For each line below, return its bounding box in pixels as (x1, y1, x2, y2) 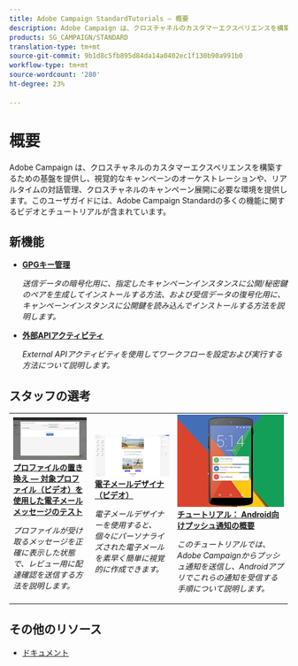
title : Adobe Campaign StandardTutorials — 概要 (9, 14, 189, 23)
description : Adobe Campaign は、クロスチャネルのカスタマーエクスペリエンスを (9, 23, 278, 33)
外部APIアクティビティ (21, 330, 104, 341)
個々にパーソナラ (94, 531, 157, 541)
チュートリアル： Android (176, 509, 272, 520)
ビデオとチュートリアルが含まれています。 (16, 206, 172, 217)
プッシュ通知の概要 (184, 520, 255, 531)
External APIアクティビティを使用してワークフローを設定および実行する (21, 349, 283, 360)
